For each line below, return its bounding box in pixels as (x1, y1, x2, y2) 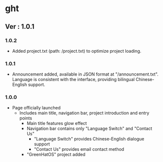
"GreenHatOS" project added (26, 152, 85, 158)
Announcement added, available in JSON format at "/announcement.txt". (12, 71, 159, 77)
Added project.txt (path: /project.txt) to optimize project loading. (12, 48, 142, 54)
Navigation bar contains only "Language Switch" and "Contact (26, 125, 152, 132)
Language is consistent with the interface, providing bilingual (12, 77, 135, 82)
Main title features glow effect (26, 121, 87, 126)
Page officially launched (12, 105, 61, 111)
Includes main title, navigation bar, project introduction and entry (19, 110, 150, 116)
